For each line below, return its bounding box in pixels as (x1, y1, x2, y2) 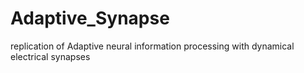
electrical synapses (10, 50, 91, 62)
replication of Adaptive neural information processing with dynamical (10, 40, 295, 52)
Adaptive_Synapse (10, 7, 170, 30)
